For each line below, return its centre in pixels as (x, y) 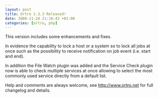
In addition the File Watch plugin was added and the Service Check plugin (79, 66)
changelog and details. (28, 90)
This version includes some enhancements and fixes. (58, 37)
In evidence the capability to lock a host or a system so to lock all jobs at (78, 46)
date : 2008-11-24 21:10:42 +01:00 (40, 18)
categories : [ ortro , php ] (31, 23)
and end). (15, 56)
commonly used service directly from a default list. (56, 76)
